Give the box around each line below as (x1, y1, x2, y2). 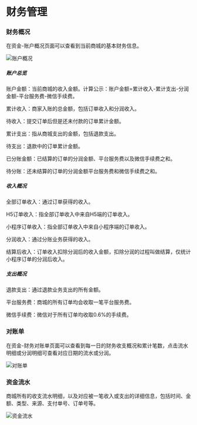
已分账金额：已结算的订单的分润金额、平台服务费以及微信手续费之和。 (6, 155, 176, 162)
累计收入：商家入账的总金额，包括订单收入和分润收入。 (6, 105, 140, 112)
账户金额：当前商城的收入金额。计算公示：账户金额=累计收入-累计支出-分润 (6, 85, 189, 92)
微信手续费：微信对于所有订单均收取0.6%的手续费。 (6, 311, 132, 318)
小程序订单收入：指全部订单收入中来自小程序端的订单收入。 (6, 223, 150, 230)
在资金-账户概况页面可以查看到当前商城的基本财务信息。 (6, 42, 142, 49)
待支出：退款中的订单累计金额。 (6, 142, 83, 150)
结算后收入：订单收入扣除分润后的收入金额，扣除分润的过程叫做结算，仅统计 (6, 248, 191, 255)
